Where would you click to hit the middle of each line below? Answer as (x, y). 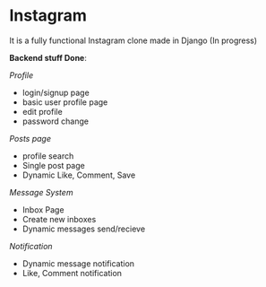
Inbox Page (43, 209)
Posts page (30, 138)
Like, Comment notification (72, 273)
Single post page (53, 165)
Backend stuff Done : (48, 57)
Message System (41, 192)
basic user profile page (65, 102)
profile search (48, 156)
